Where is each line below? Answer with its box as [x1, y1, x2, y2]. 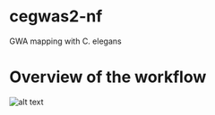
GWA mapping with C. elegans [9, 36, 123, 46]
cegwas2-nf [9, 6, 103, 27]
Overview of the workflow [9, 67, 207, 87]
